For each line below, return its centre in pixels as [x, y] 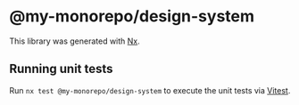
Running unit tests [61, 69]
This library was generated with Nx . [75, 41]
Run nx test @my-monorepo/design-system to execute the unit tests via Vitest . [150, 90]
